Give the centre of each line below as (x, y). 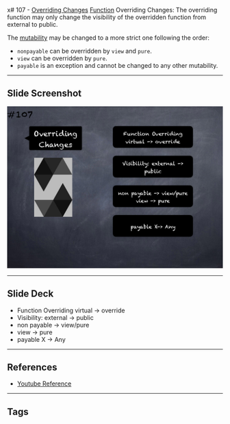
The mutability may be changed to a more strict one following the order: (108, 38)
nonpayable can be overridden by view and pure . (84, 51)
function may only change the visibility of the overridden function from (107, 17)
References (32, 367)
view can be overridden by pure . (62, 58)
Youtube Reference (44, 384)
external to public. (33, 24)
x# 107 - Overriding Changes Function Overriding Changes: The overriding (112, 10)
